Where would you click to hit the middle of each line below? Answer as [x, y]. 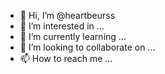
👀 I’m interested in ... [62, 26]
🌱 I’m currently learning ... [73, 36]
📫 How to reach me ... [66, 58]
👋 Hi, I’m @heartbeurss [67, 15]
